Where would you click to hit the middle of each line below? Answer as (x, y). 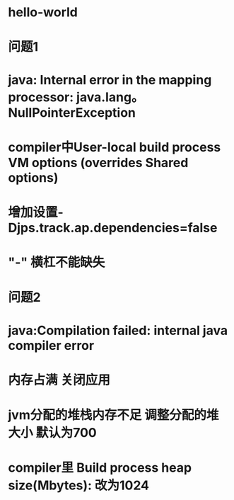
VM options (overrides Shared (98, 163)
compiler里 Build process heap (100, 468)
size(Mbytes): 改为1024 (79, 485)
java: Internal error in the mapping (110, 80)
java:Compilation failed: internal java (118, 330)
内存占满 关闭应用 (59, 380)
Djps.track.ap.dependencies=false (113, 228)
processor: (41, 97)
